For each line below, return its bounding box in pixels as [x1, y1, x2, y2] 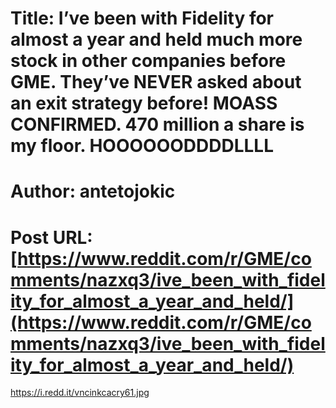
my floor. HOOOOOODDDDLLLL [10, 135, 274, 157]
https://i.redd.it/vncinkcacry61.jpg [10, 387, 150, 399]
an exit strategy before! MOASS [10, 92, 278, 115]
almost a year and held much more [10, 28, 303, 51]
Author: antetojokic [10, 180, 176, 203]
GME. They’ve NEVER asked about [10, 71, 302, 94]
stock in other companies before [10, 50, 287, 72]
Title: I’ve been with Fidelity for [10, 7, 275, 30]
